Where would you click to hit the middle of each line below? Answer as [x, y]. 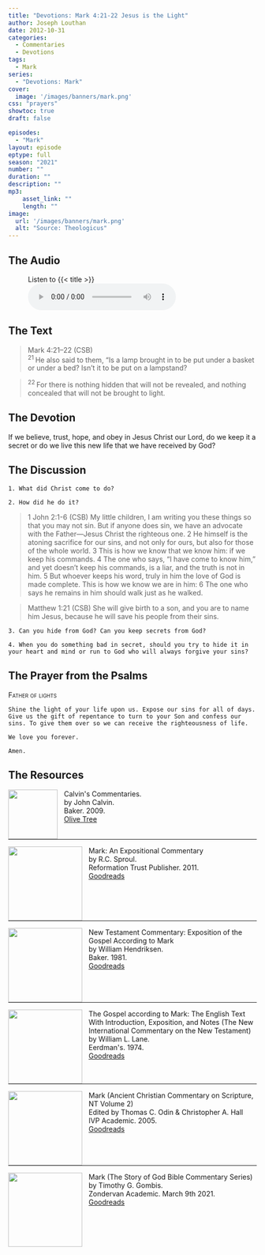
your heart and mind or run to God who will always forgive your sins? [128, 652]
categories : [28, 38]
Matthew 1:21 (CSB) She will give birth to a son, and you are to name [138, 608]
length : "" [40, 206]
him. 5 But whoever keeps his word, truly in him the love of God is [134, 576]
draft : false [30, 119]
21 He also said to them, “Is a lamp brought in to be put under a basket [141, 359]
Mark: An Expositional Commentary [146, 851]
